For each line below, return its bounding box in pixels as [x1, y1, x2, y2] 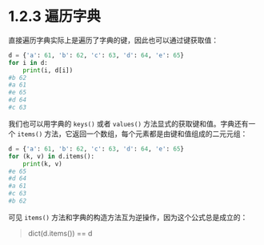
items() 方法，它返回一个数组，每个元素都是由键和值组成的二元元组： [17, 129, 248, 139]
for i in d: [8, 58, 48, 66]
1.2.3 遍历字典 [8, 7, 102, 26]
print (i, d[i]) [22, 66, 74, 74]
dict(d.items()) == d [27, 228, 93, 238]
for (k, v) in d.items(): [8, 152, 94, 160]
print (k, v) [22, 159, 62, 168]
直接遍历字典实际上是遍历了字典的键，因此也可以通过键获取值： [8, 35, 218, 45]
